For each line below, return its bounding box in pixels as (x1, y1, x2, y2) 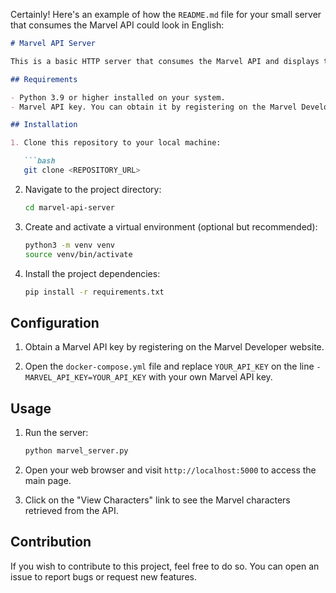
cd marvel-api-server (24, 202, 115, 213)
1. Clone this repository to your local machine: (10, 138, 222, 148)
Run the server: (24, 427, 89, 438)
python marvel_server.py (24, 446, 129, 456)
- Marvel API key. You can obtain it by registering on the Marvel (10, 102, 298, 112)
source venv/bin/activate (24, 249, 133, 259)
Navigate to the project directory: (24, 183, 162, 195)
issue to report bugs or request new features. (10, 570, 197, 583)
